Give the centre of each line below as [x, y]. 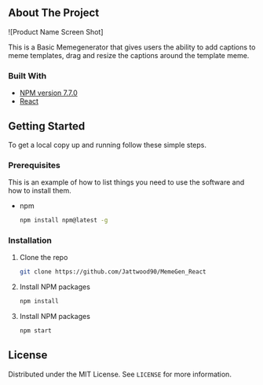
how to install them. [40, 191]
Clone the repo [44, 258]
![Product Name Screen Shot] [56, 31]
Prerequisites [34, 165]
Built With [27, 75]
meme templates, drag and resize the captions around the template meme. [129, 55]
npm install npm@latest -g [64, 220]
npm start [36, 331]
